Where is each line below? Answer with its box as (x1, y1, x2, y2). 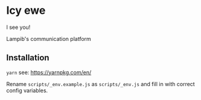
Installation (6, 52, 49, 63)
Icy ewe (6, 4, 46, 17)
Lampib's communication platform (6, 35, 92, 42)
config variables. (6, 87, 48, 94)
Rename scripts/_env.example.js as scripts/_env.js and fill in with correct (6, 80, 195, 87)
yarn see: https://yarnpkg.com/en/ (6, 69, 92, 76)
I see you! (6, 23, 31, 31)
